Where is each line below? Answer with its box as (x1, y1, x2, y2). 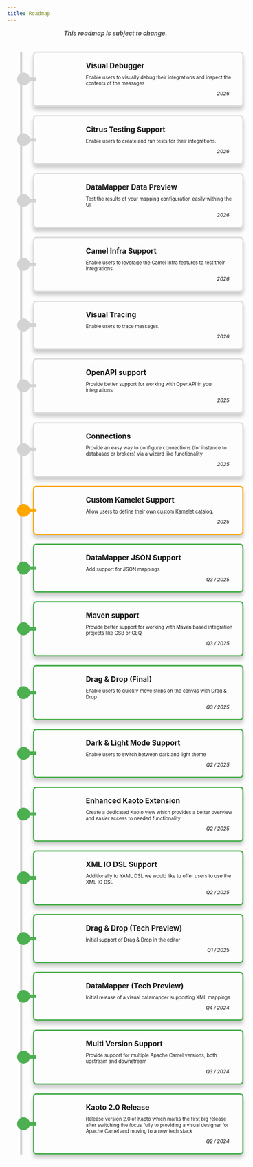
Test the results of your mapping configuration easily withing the (85, 195, 232, 202)
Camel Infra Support (85, 246, 157, 256)
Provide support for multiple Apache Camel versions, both (85, 1052, 218, 1059)
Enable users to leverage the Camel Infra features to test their (85, 259, 225, 266)
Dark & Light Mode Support (85, 738, 181, 748)
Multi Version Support (85, 1039, 163, 1048)
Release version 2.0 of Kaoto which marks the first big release (85, 1115, 227, 1122)
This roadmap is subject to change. (63, 29, 168, 37)
